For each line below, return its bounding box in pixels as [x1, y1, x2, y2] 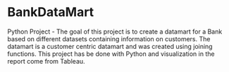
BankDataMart [7, 4, 94, 20]
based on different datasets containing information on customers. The [7, 34, 211, 43]
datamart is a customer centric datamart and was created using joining [7, 42, 213, 50]
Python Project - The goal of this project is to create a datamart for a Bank [7, 27, 223, 36]
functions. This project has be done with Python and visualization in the [7, 50, 215, 58]
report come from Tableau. [7, 57, 86, 65]
